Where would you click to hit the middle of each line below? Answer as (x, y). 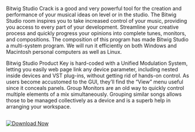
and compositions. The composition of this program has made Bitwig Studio (97, 39)
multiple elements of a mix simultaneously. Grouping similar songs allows (94, 94)
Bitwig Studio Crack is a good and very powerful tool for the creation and (94, 8)
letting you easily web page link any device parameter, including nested (92, 69)
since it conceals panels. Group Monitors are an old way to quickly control (95, 88)
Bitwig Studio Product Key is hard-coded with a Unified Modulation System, (97, 63)
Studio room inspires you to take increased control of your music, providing (97, 21)
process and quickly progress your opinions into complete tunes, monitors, (96, 33)
